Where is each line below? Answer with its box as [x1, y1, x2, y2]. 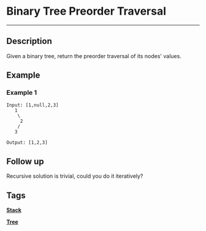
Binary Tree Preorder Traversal [6, 4, 167, 18]
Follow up [6, 156, 44, 166]
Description [6, 36, 52, 46]
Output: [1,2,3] [6, 139, 48, 146]
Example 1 [6, 89, 37, 97]
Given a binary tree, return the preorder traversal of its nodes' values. [6, 52, 182, 59]
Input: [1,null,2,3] [6, 102, 59, 108]
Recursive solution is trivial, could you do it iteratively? [6, 172, 143, 180]
